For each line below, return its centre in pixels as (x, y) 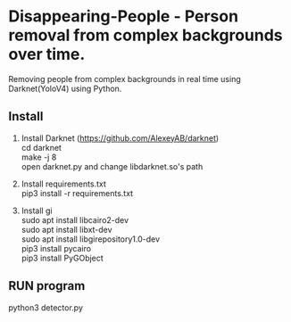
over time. (47, 54)
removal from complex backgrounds (145, 35)
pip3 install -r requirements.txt (77, 193)
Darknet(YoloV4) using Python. (65, 88)
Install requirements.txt (63, 184)
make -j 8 (39, 157)
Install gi (37, 211)
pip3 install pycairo (56, 248)
